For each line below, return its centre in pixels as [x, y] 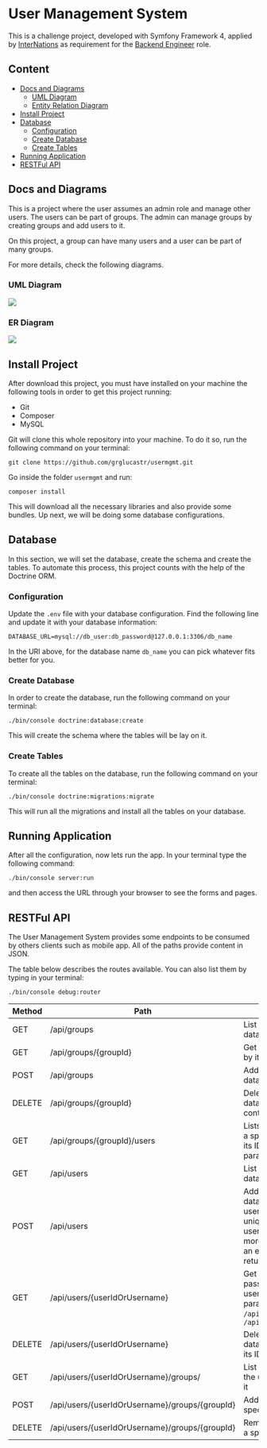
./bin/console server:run [51, 878]
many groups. [31, 249]
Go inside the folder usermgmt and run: [70, 477]
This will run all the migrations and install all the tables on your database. [127, 811]
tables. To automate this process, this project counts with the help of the [127, 567]
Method [27, 1011]
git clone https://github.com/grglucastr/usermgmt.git [101, 462]
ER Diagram [31, 322]
